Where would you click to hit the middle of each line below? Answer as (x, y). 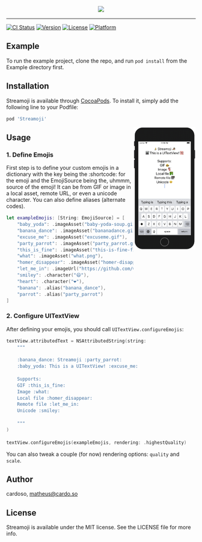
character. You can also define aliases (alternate (66, 200)
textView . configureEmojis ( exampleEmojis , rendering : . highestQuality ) (96, 443)
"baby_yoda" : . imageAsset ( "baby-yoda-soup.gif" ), (81, 225)
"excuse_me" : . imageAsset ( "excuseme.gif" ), (72, 237)
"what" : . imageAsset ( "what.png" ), (60, 256)
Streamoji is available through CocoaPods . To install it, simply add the (92, 101)
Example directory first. (35, 67)
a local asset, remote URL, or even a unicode (62, 193)
